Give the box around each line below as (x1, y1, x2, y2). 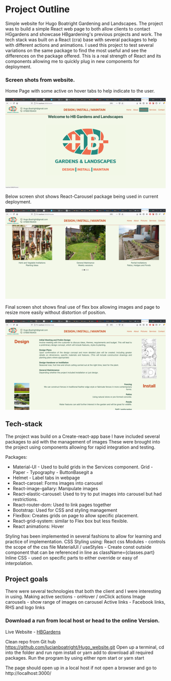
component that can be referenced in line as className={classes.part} (5, 549, 155, 555)
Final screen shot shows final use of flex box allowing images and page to (5, 304, 160, 310)
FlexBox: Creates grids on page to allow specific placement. (12, 512, 139, 518)
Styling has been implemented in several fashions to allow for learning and (5, 533, 162, 539)
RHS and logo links (5, 604, 45, 611)
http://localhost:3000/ (5, 670, 52, 676)
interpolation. (5, 560, 33, 566)
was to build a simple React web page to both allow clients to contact (5, 25, 151, 32)
